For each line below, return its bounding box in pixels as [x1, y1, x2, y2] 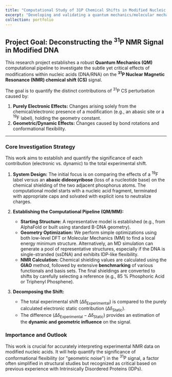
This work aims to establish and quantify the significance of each [5, 155, 143, 161]
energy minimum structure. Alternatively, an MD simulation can [20, 240, 154, 247]
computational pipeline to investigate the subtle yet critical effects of [5, 65, 150, 71]
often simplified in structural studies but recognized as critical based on [5, 361, 157, 367]
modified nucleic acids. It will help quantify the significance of [5, 348, 136, 355]
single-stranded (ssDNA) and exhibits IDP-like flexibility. [20, 252, 139, 258]
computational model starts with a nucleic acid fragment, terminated [12, 188, 157, 194]
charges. [12, 199, 32, 205]
